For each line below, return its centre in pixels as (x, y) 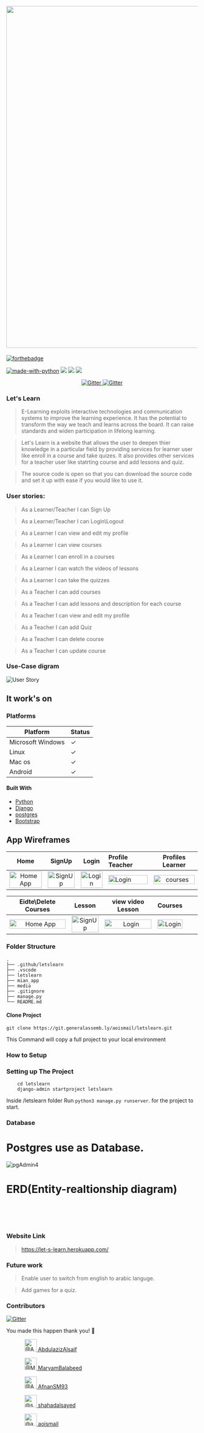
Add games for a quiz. (49, 1290)
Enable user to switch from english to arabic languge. (88, 1279)
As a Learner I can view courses (61, 545)
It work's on (29, 699)
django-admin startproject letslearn (65, 1090)
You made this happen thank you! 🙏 (51, 1331)
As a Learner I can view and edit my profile (75, 533)
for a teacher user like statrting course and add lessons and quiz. (103, 462)
